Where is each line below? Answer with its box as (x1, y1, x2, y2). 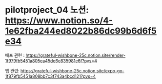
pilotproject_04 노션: (5, 4, 89, 16)
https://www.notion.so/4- (5, 15, 113, 26)
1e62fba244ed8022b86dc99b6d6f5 (5, 25, 157, 36)
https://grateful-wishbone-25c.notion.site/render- (25, 52, 126, 58)
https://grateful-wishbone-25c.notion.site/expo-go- (20, 67, 124, 73)
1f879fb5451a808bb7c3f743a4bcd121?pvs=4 (5, 73, 96, 79)
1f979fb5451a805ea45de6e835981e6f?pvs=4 (5, 58, 98, 64)
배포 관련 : (5, 52, 25, 58)
